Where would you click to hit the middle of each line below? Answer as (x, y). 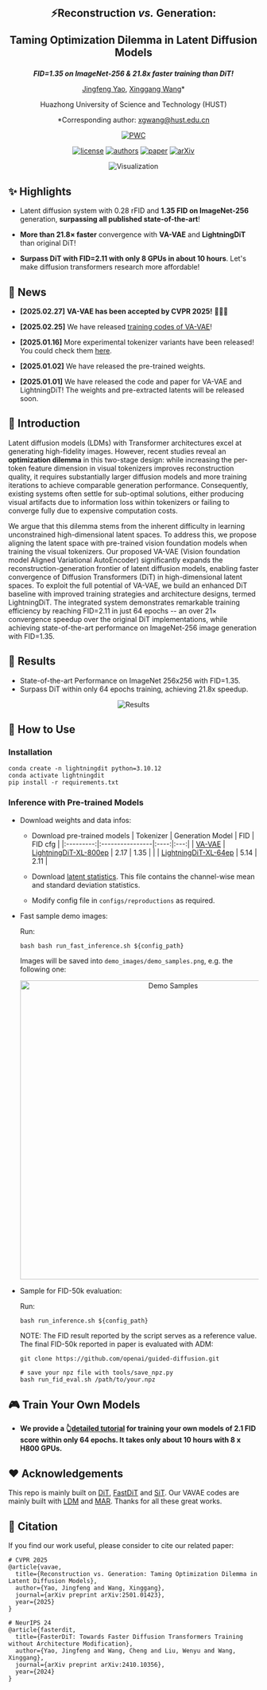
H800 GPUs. (41, 1448)
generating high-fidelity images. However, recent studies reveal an (117, 451)
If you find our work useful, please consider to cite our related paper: (121, 1546)
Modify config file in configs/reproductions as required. (123, 900)
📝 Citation (33, 1526)
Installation (31, 752)
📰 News (27, 292)
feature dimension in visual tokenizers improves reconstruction (131, 468)
